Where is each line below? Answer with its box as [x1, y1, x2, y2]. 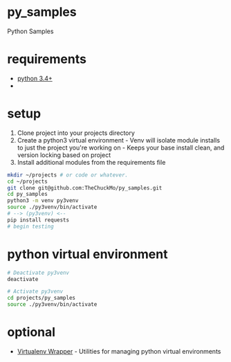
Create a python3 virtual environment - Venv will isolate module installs [17, 136, 220, 144]
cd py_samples [7, 191, 48, 198]
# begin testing [7, 223, 54, 230]
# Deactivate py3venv [7, 269, 70, 276]
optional [7, 325, 56, 340]
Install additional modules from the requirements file [17, 158, 166, 166]
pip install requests [7, 216, 70, 224]
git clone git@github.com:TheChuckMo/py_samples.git [7, 184, 163, 191]
